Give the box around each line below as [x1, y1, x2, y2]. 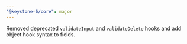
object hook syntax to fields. [6, 31, 76, 38]
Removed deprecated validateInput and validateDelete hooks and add [6, 25, 182, 32]
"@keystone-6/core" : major [6, 8, 73, 15]
